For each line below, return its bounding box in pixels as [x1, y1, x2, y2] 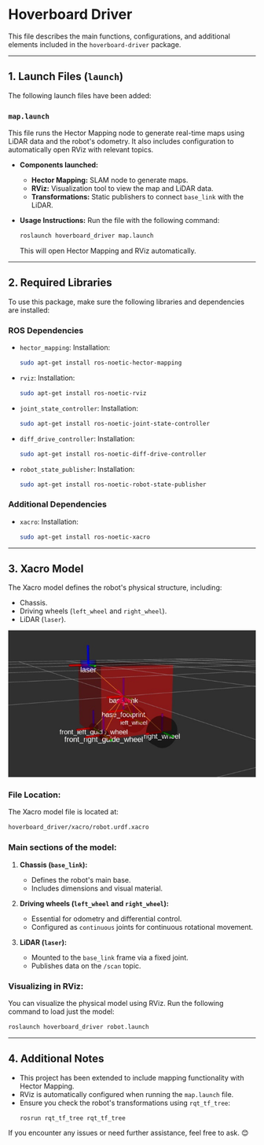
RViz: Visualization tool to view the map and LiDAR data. [31, 184, 214, 193]
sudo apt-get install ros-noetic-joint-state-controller [19, 419, 211, 427]
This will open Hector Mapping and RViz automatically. [19, 246, 196, 255]
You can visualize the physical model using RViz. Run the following [8, 998, 224, 1008]
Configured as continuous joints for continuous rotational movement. [31, 922, 254, 931]
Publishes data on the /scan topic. [31, 960, 141, 971]
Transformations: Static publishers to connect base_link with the [31, 192, 244, 202]
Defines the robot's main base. [31, 875, 131, 884]
